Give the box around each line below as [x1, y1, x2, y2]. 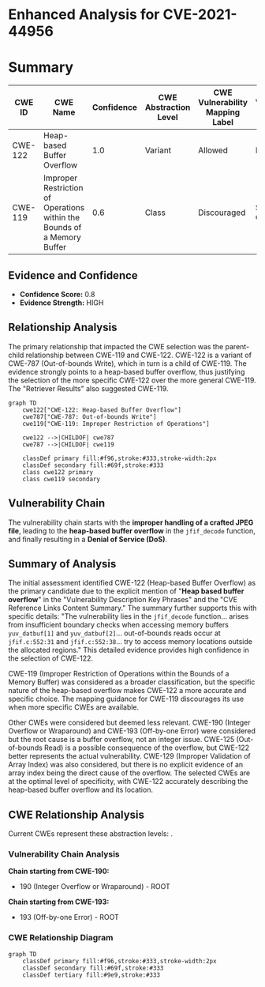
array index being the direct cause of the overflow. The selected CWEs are [8, 768, 251, 778]
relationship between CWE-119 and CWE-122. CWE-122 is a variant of [25, 350, 252, 360]
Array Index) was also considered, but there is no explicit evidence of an [8, 760, 244, 770]
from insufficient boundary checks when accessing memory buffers [8, 620, 229, 630]
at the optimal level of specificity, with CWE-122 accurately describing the [8, 777, 248, 786]
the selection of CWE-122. [8, 654, 93, 663]
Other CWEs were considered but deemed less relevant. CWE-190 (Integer [8, 718, 251, 728]
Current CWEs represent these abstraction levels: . [8, 829, 174, 838]
